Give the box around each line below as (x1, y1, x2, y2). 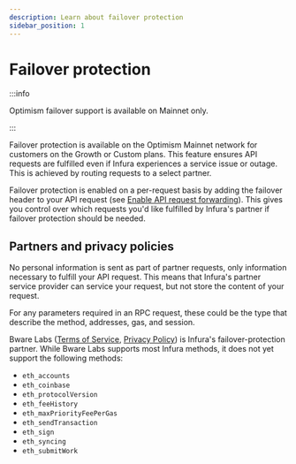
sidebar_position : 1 (9, 21, 86, 30)
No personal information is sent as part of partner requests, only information (9, 262, 287, 273)
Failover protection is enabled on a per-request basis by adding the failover (9, 185, 283, 195)
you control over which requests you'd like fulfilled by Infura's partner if (9, 204, 270, 215)
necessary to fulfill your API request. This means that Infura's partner (9, 271, 262, 283)
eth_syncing (21, 437, 66, 446)
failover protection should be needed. (9, 213, 146, 224)
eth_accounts (21, 372, 71, 381)
